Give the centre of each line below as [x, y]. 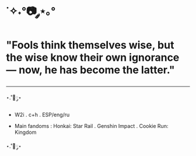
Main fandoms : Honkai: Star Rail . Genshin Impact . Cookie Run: [91, 126]
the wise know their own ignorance [93, 58]
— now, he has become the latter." [90, 70]
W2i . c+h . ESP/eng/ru [42, 115]
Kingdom [25, 132]
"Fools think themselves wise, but [90, 45]
